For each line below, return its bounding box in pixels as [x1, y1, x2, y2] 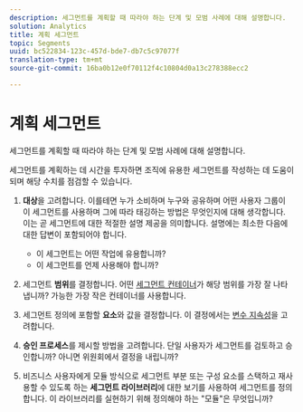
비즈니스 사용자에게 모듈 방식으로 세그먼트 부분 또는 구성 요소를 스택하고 [22, 370, 277, 381]
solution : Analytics [9, 22, 88, 31]
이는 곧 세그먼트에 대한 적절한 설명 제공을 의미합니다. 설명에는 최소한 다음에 [22, 217, 289, 228]
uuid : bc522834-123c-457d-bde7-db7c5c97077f [9, 47, 180, 56]
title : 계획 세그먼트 [9, 30, 80, 39]
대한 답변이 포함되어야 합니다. [22, 228, 128, 240]
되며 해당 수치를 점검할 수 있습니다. [9, 176, 133, 187]
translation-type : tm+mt [9, 55, 103, 64]
